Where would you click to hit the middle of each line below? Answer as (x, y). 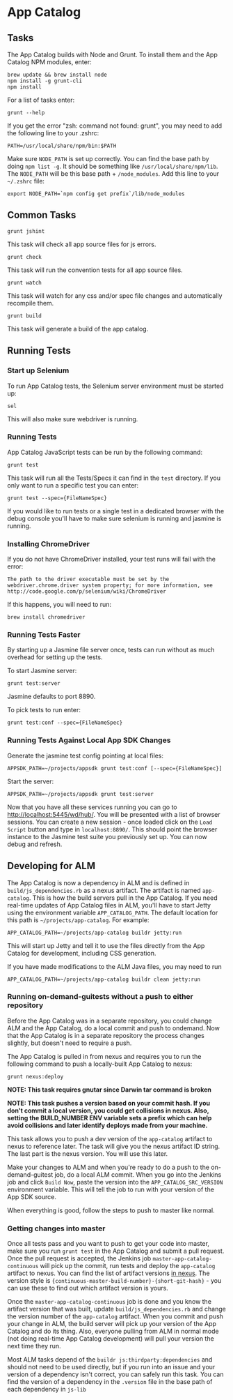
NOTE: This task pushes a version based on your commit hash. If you (109, 1103)
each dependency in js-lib (47, 1390)
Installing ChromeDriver (49, 543)
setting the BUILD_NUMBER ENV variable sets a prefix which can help (110, 1117)
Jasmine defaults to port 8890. (51, 697)
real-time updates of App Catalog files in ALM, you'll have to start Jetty (109, 905)
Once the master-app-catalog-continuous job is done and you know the (110, 1302)
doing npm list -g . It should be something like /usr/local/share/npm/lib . (113, 166)
